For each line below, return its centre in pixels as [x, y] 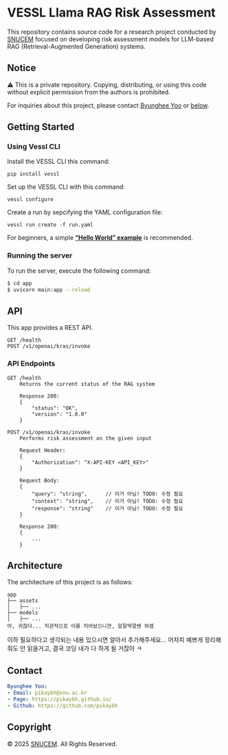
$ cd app [20, 283]
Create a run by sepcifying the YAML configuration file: [85, 212]
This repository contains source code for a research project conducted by [112, 32]
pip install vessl [33, 174]
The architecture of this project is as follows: [70, 582]
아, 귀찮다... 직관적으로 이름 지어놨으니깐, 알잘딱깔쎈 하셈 [81, 626]
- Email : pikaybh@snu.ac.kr [47, 693]
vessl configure [30, 200]
